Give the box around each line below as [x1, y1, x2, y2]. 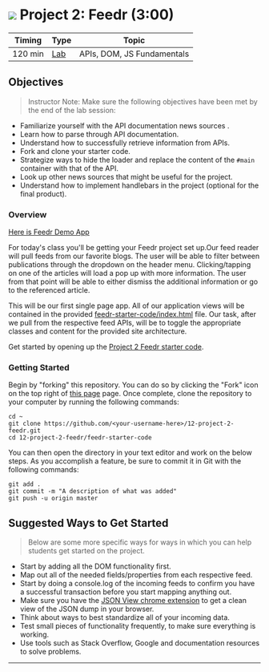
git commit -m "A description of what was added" [8, 488, 178, 496]
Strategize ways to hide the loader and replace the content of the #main [19, 155, 255, 164]
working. [19, 629, 50, 639]
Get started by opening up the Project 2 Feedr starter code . [8, 342, 204, 352]
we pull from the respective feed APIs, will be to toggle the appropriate [8, 318, 242, 328]
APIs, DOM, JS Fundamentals [78, 48, 190, 59]
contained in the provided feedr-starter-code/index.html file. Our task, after [8, 310, 256, 319]
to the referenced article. [8, 285, 90, 295]
